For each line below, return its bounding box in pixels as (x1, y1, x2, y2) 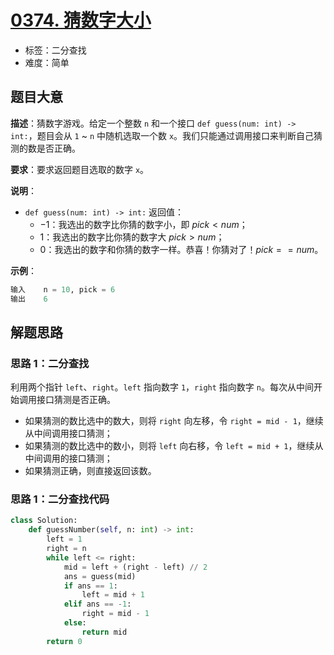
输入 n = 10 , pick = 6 (10, 284, 116, 295)
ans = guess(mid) (63, 571, 137, 581)
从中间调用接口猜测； (24, 427, 113, 440)
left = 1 (46, 534, 83, 545)
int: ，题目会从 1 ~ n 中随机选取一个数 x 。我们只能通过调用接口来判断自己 (10, 129, 315, 141)
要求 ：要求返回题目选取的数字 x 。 (10, 163, 150, 175)
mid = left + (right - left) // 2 (63, 562, 208, 572)
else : (63, 618, 87, 628)
